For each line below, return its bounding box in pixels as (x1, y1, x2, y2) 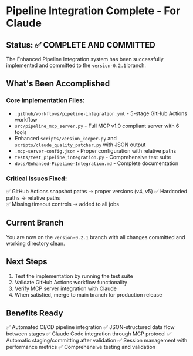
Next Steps (6, 257, 48, 267)
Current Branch (6, 218, 64, 228)
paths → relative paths (6, 194, 60, 201)
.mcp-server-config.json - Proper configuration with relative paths (14, 147, 177, 154)
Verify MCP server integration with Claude (14, 285, 117, 292)
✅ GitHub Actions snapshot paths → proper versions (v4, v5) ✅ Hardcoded (6, 187, 188, 194)
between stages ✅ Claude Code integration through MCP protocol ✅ (6, 330, 172, 337)
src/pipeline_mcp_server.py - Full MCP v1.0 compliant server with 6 (14, 122, 180, 129)
